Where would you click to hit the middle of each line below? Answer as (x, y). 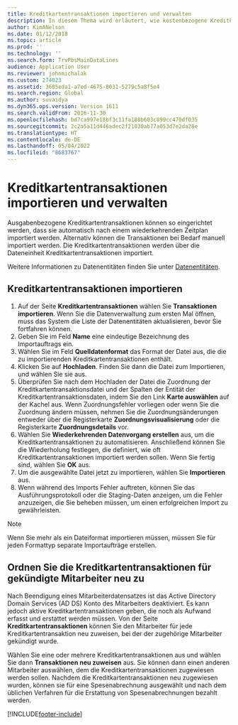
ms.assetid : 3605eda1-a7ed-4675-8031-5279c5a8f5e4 (84, 87)
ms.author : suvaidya (38, 100)
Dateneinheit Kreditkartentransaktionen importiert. (81, 252)
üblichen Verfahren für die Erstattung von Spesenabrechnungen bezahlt (112, 692)
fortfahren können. (45, 328)
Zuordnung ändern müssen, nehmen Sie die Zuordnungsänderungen (118, 412)
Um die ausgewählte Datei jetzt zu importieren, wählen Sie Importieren (121, 472)
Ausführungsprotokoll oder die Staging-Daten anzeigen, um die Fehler (120, 495)
